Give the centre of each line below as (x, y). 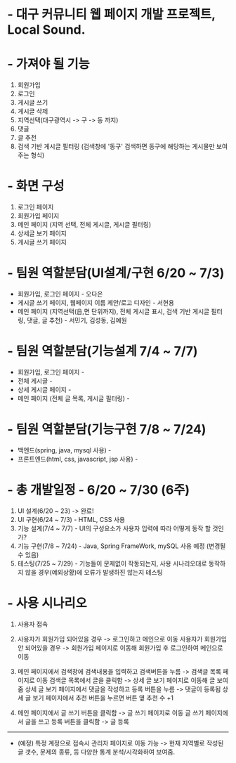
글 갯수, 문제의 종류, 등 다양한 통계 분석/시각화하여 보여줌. (96, 752)
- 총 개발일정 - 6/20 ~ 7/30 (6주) (99, 490)
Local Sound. (46, 30)
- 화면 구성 (36, 186)
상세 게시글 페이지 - (44, 389)
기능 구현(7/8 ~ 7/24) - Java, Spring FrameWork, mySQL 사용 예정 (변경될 (122, 546)
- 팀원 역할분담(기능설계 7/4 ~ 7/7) (103, 351)
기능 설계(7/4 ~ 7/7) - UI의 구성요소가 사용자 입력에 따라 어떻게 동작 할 (114, 528)
